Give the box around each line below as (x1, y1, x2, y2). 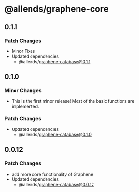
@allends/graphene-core (4, 3, 109, 15)
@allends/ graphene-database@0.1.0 (18, 131, 92, 137)
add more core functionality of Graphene (11, 171, 93, 177)
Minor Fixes (11, 48, 35, 54)
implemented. (11, 103, 39, 109)
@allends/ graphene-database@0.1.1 (18, 58, 91, 64)
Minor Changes (4, 87, 42, 94)
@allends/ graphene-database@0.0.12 (18, 181, 94, 187)
